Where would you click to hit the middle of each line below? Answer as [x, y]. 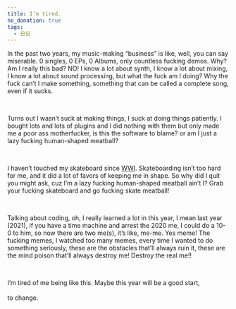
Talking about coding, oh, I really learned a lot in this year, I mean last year [115, 218]
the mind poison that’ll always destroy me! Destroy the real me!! [100, 255]
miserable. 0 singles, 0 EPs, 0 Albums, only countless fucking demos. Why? [117, 61]
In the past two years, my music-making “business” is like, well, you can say [118, 54]
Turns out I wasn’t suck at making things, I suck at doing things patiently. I [114, 119]
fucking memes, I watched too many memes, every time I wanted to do [110, 241]
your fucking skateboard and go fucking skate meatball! [88, 190]
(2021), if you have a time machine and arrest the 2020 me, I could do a [111, 226]
